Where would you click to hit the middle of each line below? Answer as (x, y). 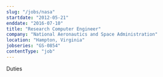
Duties (14, 69)
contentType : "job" (31, 52)
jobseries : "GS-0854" (34, 46)
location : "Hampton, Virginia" (46, 40)
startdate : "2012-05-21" (37, 18)
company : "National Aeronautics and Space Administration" (82, 35)
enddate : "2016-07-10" (35, 23)
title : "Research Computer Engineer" (54, 29)
